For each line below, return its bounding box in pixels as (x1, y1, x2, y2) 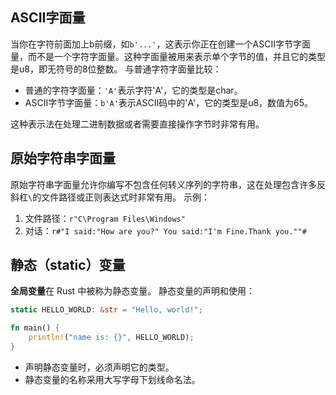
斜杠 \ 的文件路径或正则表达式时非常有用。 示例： (10, 191, 211, 203)
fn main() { (10, 323, 60, 333)
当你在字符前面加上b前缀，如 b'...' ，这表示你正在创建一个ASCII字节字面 (10, 38, 311, 50)
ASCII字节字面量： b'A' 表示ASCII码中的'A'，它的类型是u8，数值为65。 (24, 96, 314, 108)
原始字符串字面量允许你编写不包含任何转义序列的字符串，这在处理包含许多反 (10, 178, 326, 190)
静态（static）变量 (10, 257, 126, 274)
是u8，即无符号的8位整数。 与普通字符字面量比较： (10, 63, 222, 75)
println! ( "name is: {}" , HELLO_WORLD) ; (28, 333, 195, 343)
